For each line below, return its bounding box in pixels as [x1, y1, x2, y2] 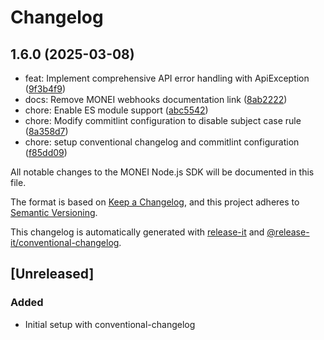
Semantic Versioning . [10, 207, 98, 218]
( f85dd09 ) [24, 147, 68, 158]
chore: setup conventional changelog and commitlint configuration [24, 136, 300, 148]
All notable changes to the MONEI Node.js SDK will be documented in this [10, 166, 315, 178]
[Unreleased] [10, 266, 95, 283]
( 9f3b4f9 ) [24, 83, 67, 95]
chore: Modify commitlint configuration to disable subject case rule [24, 115, 302, 126]
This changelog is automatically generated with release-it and [10, 226, 265, 238]
